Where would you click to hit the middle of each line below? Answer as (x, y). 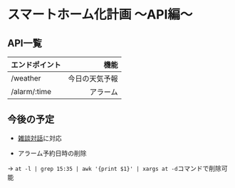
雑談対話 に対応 (40, 138)
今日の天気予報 (93, 79)
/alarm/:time (31, 92)
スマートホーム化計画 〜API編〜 (100, 15)
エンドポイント (36, 65)
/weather (26, 78)
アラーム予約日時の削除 (52, 153)
